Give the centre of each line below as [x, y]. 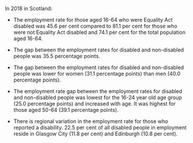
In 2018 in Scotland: [29, 8]
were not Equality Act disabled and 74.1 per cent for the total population [99, 32]
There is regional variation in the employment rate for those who [91, 121]
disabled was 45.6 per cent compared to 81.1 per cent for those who [95, 26]
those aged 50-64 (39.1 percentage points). [66, 110]
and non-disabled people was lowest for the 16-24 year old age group [97, 97]
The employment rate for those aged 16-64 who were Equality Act [93, 20]
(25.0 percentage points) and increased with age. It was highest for [94, 104]
